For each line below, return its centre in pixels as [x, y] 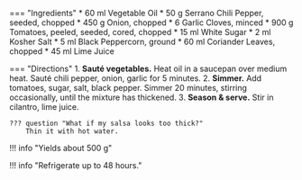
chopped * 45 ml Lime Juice [62, 51]
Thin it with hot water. [72, 131]
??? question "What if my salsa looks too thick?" [106, 123]
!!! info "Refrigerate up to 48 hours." [76, 165]
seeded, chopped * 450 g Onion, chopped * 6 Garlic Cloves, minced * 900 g [151, 22]
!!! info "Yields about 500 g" [61, 148]
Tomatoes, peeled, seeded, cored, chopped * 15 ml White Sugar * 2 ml [140, 32]
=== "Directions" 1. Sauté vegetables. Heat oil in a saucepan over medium [148, 68]
